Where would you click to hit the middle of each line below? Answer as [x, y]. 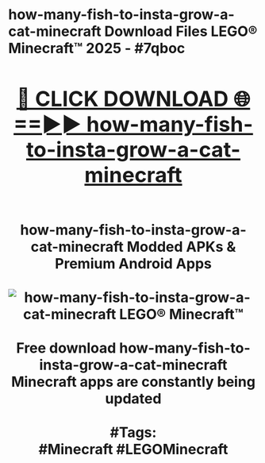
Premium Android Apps [133, 263]
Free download [66, 348]
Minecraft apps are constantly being [133, 382]
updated [133, 398]
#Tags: [133, 432]
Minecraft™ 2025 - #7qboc [97, 48]
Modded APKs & [181, 247]
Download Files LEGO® [181, 31]
